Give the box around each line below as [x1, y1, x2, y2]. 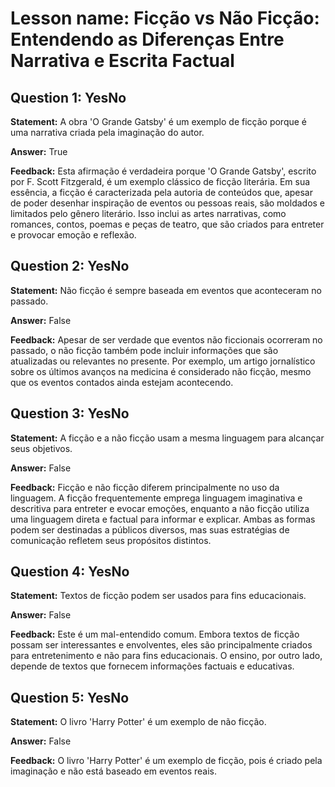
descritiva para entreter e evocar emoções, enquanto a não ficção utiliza [10, 502, 310, 514]
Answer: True [10, 146, 68, 157]
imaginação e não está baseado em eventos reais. [10, 765, 217, 777]
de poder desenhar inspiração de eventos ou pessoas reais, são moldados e [10, 197, 326, 209]
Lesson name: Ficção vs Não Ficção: [10, 7, 320, 30]
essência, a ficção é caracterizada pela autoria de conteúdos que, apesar [10, 187, 313, 198]
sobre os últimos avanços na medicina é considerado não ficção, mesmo [10, 365, 312, 377]
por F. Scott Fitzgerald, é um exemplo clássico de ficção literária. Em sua [10, 176, 311, 187]
